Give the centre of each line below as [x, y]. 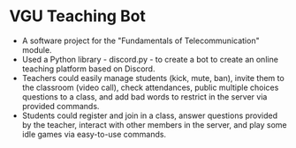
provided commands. [61, 106]
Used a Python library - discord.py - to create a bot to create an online [150, 59]
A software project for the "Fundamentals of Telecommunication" [140, 41]
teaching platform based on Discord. [88, 69]
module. [37, 49]
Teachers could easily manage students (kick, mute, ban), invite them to [153, 78]
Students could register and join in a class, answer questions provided [150, 115]
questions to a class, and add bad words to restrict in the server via [144, 96]
